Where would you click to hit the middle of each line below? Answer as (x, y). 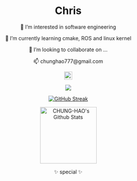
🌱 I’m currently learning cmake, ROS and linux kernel (68, 38)
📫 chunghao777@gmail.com (68, 61)
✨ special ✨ (68, 172)
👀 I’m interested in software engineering (68, 27)
